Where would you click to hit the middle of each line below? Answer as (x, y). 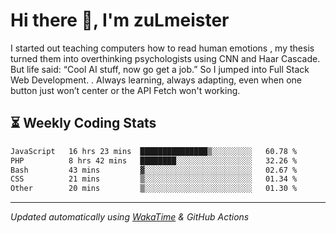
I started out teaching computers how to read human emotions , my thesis (162, 48)
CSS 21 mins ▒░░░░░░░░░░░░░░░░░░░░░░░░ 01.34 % (154, 179)
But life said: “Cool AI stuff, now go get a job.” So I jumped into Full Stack (160, 69)
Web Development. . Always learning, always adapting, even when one (156, 80)
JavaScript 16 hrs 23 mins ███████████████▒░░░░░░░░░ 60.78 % (154, 151)
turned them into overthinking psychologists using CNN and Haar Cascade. (165, 58)
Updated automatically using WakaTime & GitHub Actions (130, 217)
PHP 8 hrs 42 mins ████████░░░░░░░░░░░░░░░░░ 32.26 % (154, 160)
